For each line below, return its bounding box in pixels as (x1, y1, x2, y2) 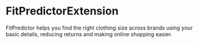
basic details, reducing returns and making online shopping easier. (5, 30, 173, 37)
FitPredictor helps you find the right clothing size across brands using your (5, 24, 193, 31)
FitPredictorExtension (5, 4, 119, 18)
